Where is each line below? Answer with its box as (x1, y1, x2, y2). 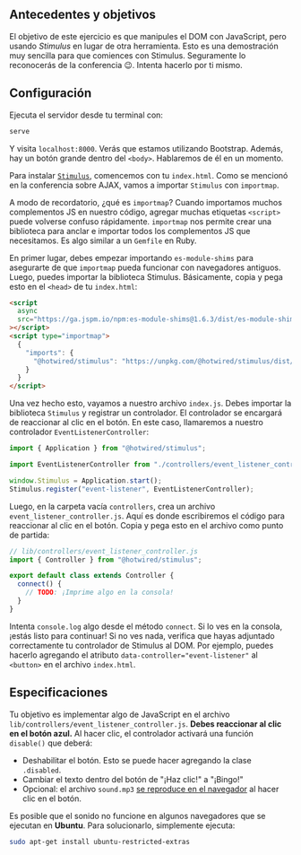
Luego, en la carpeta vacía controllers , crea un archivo (9, 501, 216, 511)
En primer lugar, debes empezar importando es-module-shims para (9, 252, 254, 263)
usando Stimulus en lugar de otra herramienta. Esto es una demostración (9, 40, 279, 51)
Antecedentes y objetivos (9, 7, 157, 22)
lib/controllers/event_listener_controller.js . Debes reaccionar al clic (9, 718, 282, 729)
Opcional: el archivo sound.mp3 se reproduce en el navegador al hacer (21, 783, 279, 794)
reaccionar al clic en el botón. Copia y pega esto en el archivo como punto (9, 519, 284, 530)
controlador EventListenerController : (9, 426, 150, 438)
